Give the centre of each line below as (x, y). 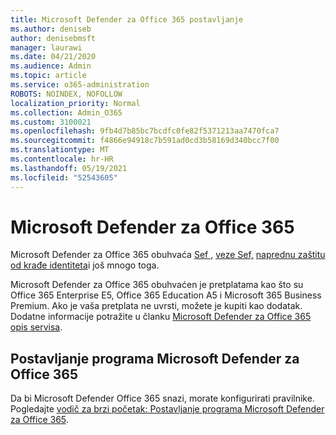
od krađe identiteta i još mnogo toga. (85, 265)
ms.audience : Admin (51, 66)
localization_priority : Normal (75, 103)
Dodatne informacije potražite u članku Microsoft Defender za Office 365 (161, 317)
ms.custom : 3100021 (51, 122)
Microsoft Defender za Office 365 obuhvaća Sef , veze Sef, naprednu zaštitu (168, 255)
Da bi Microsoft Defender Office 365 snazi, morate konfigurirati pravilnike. (162, 398)
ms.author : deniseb (51, 29)
